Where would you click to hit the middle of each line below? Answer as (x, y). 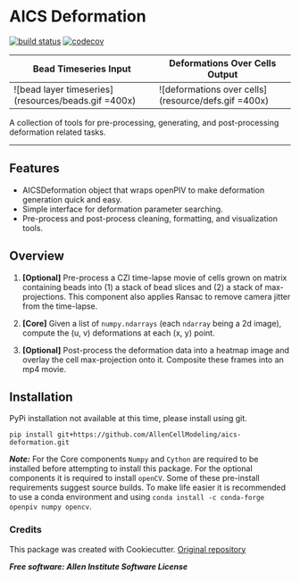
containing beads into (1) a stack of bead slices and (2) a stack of (142, 286)
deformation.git (39, 443)
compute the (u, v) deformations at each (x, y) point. (119, 333)
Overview (37, 256)
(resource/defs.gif (197, 100)
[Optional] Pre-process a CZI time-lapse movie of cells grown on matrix (154, 278)
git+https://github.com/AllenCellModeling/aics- (149, 435)
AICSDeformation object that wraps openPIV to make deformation (143, 190)
